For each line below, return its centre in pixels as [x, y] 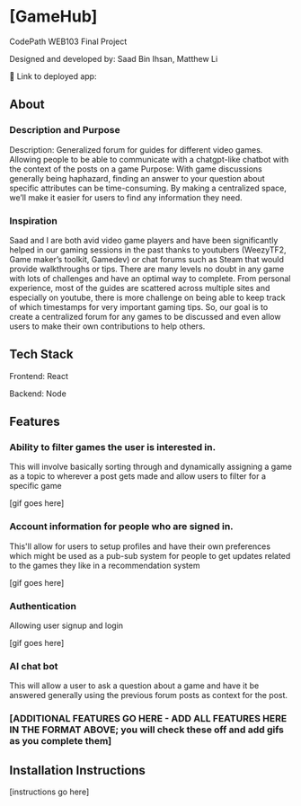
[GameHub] [53, 17]
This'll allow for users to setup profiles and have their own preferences [140, 546]
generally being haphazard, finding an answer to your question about [137, 178]
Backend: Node [38, 394]
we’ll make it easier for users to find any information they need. [126, 197]
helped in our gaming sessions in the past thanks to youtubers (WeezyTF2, [148, 250]
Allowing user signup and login [66, 625]
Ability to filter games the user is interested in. [113, 447]
